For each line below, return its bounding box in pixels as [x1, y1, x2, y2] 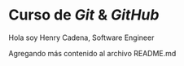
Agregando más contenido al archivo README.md [8, 48, 177, 58]
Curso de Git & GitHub [8, 6, 160, 24]
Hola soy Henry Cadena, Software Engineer [8, 33, 155, 42]
